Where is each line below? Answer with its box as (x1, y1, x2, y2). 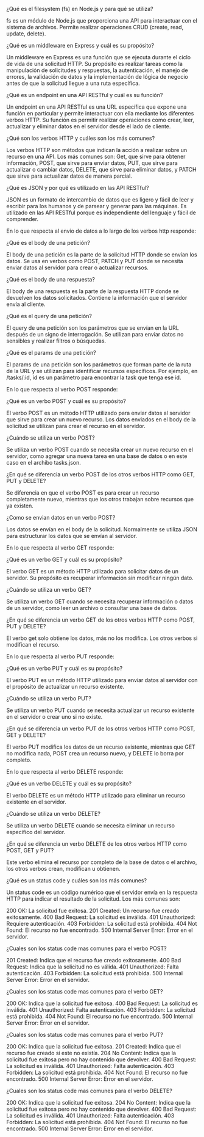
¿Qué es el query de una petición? (6, 313, 93, 319)
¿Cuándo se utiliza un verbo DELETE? (6, 810, 100, 817)
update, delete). (6, 30, 46, 37)
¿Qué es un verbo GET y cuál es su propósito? (6, 556, 123, 563)
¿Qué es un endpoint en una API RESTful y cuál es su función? (6, 92, 163, 98)
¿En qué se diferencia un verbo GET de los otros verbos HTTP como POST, (6, 616, 195, 623)
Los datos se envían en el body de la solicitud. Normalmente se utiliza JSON (6, 526, 198, 533)
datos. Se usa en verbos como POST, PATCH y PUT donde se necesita (6, 258, 184, 264)
